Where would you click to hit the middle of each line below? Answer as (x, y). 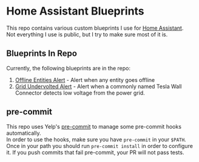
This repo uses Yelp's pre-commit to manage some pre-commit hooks (94, 126)
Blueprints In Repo (42, 54)
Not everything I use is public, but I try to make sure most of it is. (87, 34)
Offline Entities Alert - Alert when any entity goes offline (85, 79)
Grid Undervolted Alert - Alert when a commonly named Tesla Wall (98, 86)
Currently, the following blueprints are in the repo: (68, 68)
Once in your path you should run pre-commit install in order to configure (99, 146)
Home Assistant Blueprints (75, 11)
